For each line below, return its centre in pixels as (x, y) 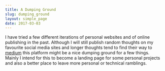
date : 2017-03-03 (23, 23)
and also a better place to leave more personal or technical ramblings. (76, 63)
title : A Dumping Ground (31, 10)
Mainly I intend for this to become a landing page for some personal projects (82, 58)
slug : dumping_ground (27, 14)
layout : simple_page (26, 19)
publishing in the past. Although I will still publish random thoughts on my (79, 43)
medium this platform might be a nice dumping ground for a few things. (77, 53)
